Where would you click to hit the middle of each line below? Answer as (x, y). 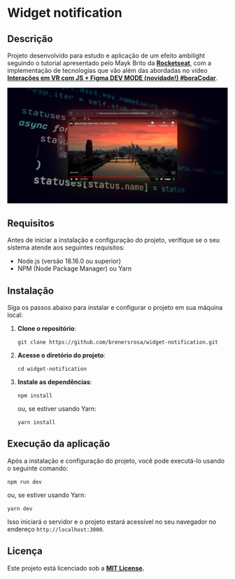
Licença (25, 551)
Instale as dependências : (55, 382)
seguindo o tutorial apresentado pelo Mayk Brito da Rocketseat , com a (109, 63)
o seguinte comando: (38, 468)
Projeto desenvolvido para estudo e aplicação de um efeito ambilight (106, 55)
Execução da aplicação (59, 444)
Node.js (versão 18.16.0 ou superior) (69, 261)
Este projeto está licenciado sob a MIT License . (76, 568)
